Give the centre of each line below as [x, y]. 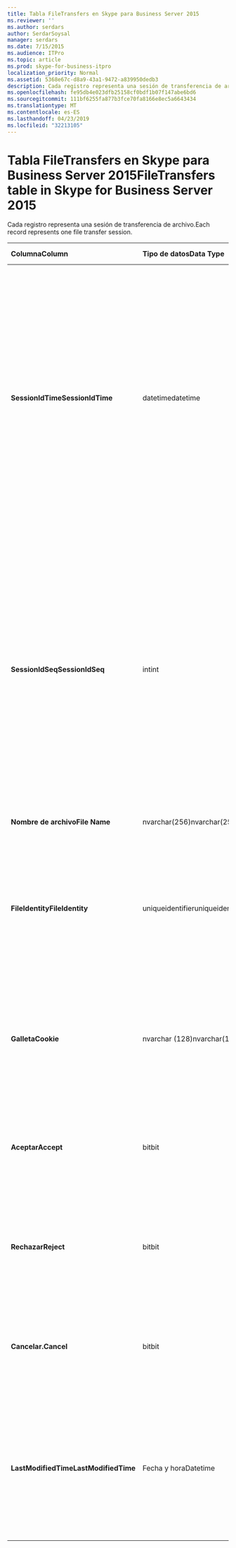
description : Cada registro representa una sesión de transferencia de [114, 86]
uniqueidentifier [168, 908]
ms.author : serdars [36, 27]
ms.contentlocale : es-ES [44, 112]
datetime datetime [171, 398]
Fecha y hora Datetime [179, 1468]
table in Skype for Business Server [110, 190]
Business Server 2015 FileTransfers [111, 175]
